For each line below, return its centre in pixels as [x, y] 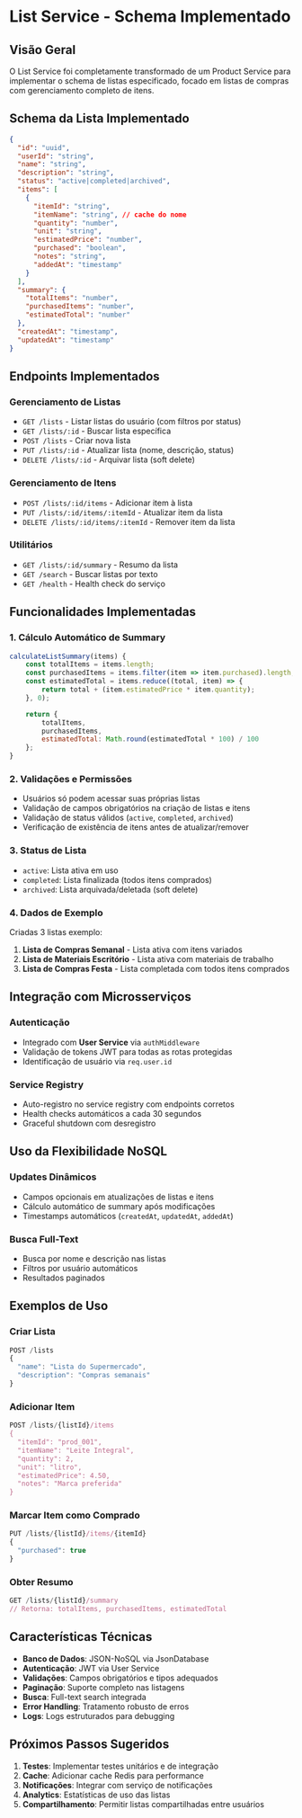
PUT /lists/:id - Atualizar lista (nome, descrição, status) [128, 450]
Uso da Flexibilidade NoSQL [89, 1151]
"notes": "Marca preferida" [70, 1484]
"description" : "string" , [66, 173]
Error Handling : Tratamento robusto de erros [106, 1707]
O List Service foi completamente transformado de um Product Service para [150, 71]
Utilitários [31, 545]
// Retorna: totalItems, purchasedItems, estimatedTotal [118, 1609]
